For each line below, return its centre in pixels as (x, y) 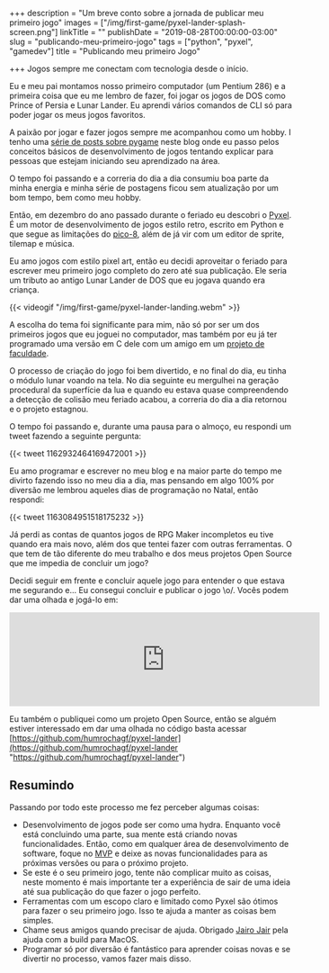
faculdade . (29, 353)
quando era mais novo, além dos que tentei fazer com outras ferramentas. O (151, 544)
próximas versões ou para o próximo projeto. (105, 862)
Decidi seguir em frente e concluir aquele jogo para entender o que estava (147, 581)
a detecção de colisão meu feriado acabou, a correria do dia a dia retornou (148, 399)
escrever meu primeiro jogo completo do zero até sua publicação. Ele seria (148, 270)
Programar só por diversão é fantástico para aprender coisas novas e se (156, 949)
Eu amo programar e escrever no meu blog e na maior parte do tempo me (146, 471)
